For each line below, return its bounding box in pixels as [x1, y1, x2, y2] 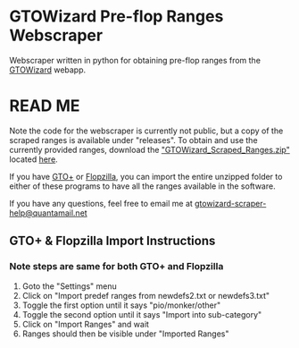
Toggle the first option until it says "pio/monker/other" [21, 300, 221, 310]
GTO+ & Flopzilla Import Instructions [9, 233, 216, 249]
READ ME [9, 96, 80, 116]
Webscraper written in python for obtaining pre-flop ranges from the [9, 55, 262, 65]
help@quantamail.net [9, 208, 87, 218]
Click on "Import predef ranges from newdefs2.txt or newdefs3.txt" [21, 290, 270, 301]
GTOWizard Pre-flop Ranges [9, 6, 224, 27]
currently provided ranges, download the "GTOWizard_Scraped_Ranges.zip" [9, 144, 290, 155]
